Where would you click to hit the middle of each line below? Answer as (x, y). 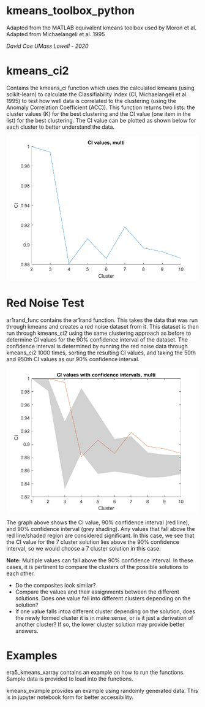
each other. (21, 573)
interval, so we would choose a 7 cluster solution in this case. (84, 548)
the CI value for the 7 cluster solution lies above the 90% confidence (93, 542)
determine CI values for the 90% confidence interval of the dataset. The (97, 339)
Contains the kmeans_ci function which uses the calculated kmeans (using (100, 88)
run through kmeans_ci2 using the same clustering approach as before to (99, 333)
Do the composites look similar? (55, 585)
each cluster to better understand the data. (61, 127)
